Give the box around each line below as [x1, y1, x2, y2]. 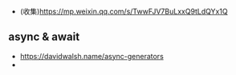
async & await [8, 30, 80, 44]
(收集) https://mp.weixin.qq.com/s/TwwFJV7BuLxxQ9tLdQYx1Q [19, 6, 228, 16]
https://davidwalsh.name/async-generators [19, 51, 165, 61]
